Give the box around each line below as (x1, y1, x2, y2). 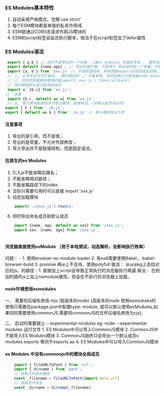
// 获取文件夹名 (14, 381, 43, 386)
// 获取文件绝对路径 (14, 371, 50, 376)
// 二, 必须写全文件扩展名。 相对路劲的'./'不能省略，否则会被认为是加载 (7, 74, 139, 79)
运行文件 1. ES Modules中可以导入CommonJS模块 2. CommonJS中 (24, 327, 159, 333)
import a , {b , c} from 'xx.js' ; (7, 87, 71, 92)
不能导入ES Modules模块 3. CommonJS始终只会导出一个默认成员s (5, 333, 139, 339)
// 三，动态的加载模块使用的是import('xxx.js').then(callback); (7, 78, 132, 83)
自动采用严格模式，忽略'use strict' (12, 16, 82, 23)
